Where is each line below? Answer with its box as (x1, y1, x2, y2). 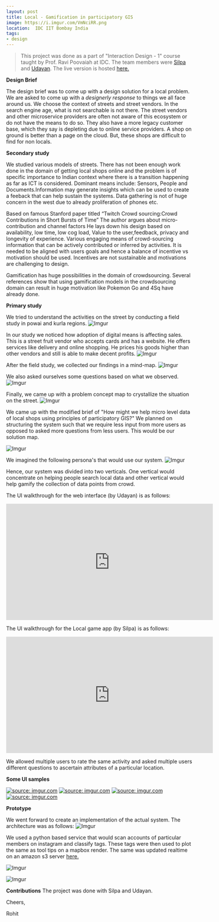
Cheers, (6, 899, 25, 905)
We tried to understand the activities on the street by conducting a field (6, 314, 180, 320)
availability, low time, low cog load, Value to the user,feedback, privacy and (6, 229, 189, 236)
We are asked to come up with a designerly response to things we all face (6, 94, 186, 101)
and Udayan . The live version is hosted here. (20, 65, 129, 72)
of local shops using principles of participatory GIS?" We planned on (6, 415, 173, 421)
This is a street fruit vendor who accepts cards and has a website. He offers (6, 337, 191, 345)
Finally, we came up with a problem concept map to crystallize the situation (6, 391, 189, 398)
